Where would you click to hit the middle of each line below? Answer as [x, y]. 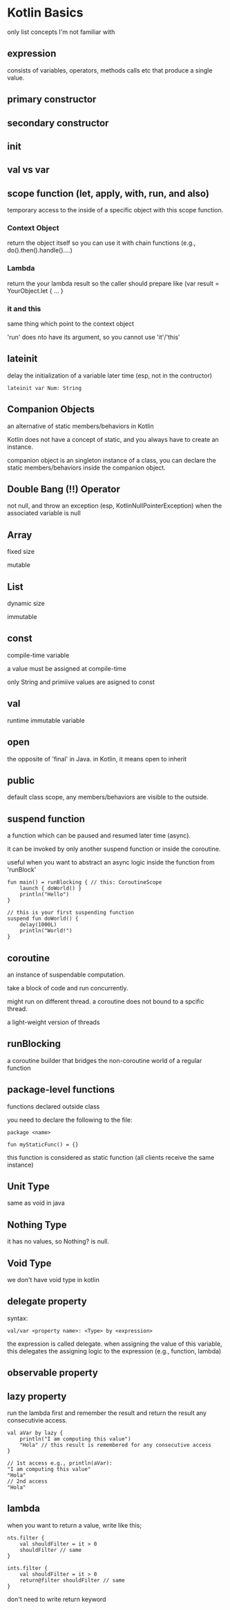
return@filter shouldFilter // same [73, 1580]
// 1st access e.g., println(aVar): [60, 1463]
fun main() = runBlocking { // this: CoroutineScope [85, 882]
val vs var [28, 170]
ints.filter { [28, 1568]
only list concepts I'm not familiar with [61, 32]
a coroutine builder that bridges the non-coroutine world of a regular [105, 1060]
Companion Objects [51, 409]
